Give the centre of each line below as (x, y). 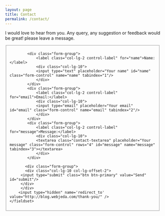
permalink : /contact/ (27, 19)
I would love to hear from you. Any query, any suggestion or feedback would (83, 33)
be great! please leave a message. (40, 38)
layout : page (18, 10)
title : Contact (21, 14)
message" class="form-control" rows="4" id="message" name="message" (82, 145)
